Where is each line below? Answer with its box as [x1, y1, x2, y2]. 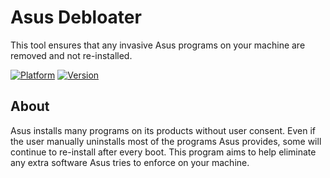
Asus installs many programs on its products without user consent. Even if [10, 124, 316, 136]
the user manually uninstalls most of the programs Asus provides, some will [10, 135, 322, 147]
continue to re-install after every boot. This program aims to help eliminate [10, 146, 317, 158]
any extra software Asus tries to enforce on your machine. [10, 156, 250, 168]
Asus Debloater [10, 6, 142, 29]
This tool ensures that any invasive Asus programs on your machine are [10, 39, 306, 51]
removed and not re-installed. [10, 49, 133, 61]
